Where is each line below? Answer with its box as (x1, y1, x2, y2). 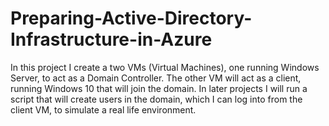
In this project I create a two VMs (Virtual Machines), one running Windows (10, 61, 320, 73)
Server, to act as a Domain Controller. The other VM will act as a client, (10, 72, 302, 84)
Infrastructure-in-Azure (10, 28, 213, 51)
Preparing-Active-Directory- (10, 7, 253, 30)
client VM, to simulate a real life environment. (10, 103, 197, 116)
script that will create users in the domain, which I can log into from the (10, 93, 303, 105)
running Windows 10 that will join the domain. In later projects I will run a (10, 82, 308, 94)
